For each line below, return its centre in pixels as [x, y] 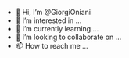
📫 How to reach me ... [52, 46]
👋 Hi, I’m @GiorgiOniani [53, 12]
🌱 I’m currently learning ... [57, 29]
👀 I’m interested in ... [48, 20]
